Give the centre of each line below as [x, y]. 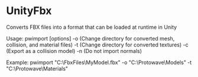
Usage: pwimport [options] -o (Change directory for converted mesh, [90, 38]
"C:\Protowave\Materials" [37, 68]
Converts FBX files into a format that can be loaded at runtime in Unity [92, 27]
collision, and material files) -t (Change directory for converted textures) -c [97, 45]
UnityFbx [29, 11]
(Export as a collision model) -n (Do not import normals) [74, 51]
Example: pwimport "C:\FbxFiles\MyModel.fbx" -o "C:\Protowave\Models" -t [99, 62]
